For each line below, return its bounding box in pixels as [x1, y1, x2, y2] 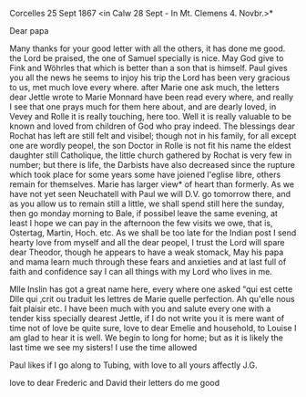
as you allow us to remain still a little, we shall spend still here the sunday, [9, 198, 285, 209]
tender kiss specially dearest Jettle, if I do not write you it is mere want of [9, 313, 285, 323]
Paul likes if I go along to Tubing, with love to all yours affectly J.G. [9, 360, 258, 371]
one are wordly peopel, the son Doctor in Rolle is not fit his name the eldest [9, 141, 291, 151]
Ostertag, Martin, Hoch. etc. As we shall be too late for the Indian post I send [9, 227, 297, 238]
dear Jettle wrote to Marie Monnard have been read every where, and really [9, 91, 294, 102]
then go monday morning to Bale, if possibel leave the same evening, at [9, 208, 278, 218]
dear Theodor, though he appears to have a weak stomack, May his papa [9, 246, 284, 257]
